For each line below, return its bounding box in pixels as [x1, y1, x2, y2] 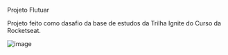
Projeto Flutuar [7, 6, 50, 14]
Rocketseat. [7, 27, 42, 34]
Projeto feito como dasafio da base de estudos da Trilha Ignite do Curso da [7, 19, 222, 27]
